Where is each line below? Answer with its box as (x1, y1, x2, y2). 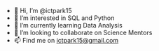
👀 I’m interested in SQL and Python (13, 14, 115, 22)
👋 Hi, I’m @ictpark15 (13, 7, 72, 14)
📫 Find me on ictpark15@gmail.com (13, 37, 119, 44)
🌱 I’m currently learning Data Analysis (13, 21, 123, 29)
